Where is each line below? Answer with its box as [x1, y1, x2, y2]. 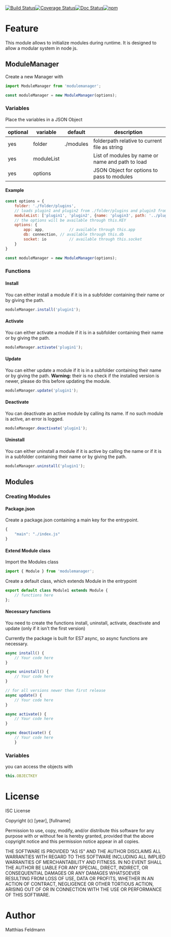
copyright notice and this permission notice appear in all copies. [5, 838, 140, 844]
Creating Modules [5, 493, 51, 500]
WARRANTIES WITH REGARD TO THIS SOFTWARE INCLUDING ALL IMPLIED [5, 854, 166, 860]
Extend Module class [5, 548, 51, 554]
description [113, 128, 142, 136]
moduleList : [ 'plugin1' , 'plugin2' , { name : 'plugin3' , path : [14, 213, 147, 218]
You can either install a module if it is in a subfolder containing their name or [5, 292, 165, 298]
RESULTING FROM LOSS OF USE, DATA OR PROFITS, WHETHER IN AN [5, 875, 154, 881]
